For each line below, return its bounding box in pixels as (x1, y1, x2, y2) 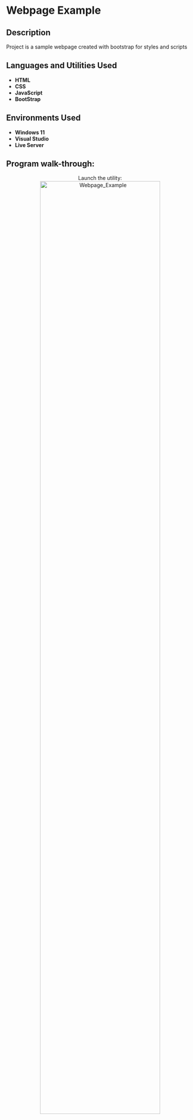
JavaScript (14, 89, 43, 96)
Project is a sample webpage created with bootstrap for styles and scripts (6, 43, 188, 50)
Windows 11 (14, 129, 45, 136)
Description (6, 28, 51, 38)
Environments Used (6, 113, 81, 123)
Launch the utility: (78, 175, 122, 182)
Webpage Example (6, 4, 101, 17)
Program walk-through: (6, 159, 95, 169)
